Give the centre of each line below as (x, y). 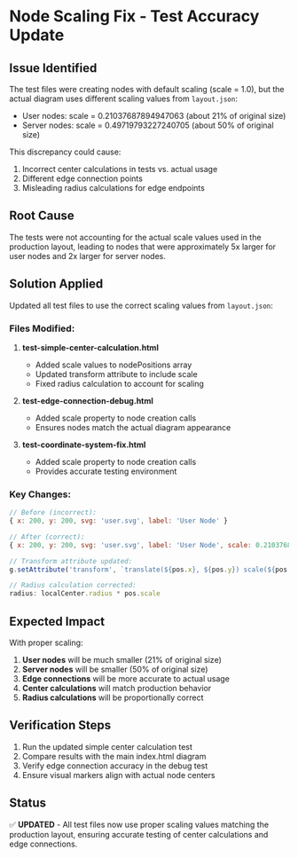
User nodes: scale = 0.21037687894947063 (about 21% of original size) (154, 116)
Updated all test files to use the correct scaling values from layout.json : (141, 305)
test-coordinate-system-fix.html (84, 445)
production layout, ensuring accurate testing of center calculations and (139, 834)
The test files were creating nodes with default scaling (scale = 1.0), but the (147, 89)
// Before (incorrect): (53, 513)
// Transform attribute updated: (71, 561)
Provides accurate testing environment (106, 471)
